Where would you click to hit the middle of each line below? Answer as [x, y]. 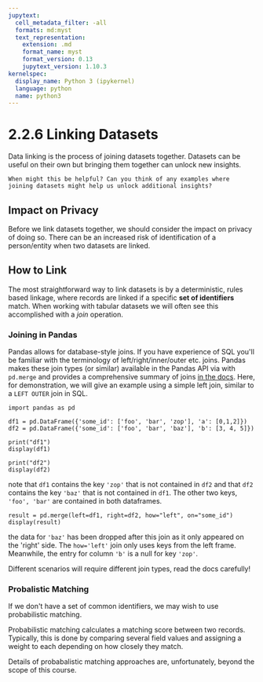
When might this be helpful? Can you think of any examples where [119, 179]
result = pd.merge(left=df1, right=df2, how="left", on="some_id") [121, 515]
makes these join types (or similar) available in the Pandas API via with [122, 368]
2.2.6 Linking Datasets [83, 135]
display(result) [35, 522]
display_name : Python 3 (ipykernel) [75, 81]
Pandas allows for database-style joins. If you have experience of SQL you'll [131, 352]
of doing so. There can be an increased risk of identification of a [112, 237]
